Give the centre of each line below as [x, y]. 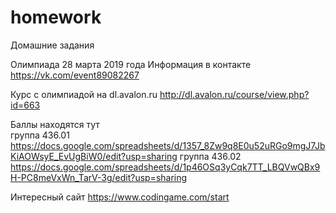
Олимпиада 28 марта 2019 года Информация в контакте [131, 64]
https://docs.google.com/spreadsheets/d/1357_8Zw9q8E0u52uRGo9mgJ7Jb [168, 145]
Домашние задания [52, 45]
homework [56, 17]
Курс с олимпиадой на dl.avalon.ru [84, 94]
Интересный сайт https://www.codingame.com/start [120, 197]
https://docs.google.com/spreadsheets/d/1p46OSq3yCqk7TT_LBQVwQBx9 [165, 167]
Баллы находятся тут [55, 124]
